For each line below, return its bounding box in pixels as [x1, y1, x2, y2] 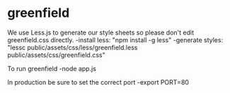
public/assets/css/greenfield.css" [7, 51, 105, 59]
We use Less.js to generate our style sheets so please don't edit [7, 28, 195, 37]
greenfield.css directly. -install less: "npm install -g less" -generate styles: [7, 35, 224, 44]
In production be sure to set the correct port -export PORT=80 [7, 77, 190, 86]
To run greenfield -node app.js [7, 64, 97, 73]
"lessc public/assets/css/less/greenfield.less [7, 43, 138, 51]
